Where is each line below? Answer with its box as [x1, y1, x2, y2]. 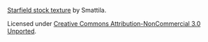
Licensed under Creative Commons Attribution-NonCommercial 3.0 [7, 20, 201, 27]
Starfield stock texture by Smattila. [7, 6, 107, 14]
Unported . [7, 27, 37, 35]
